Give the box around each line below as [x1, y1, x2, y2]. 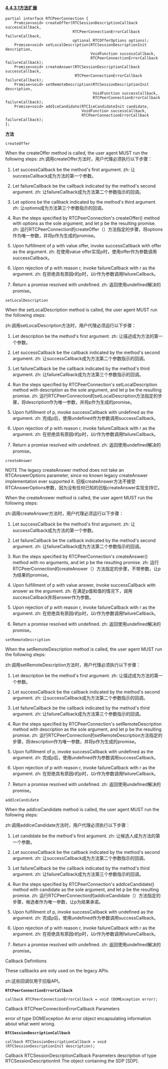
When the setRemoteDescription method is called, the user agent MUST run [5, 646, 162, 652]
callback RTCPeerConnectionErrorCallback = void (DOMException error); [5, 997, 158, 1002]
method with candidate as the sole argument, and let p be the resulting [12, 886, 159, 893]
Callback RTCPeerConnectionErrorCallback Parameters [5, 1006, 120, 1012]
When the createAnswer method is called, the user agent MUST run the [5, 495, 153, 501]
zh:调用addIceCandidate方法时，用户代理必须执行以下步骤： [5, 822, 130, 828]
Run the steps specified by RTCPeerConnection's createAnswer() [12, 554, 148, 560]
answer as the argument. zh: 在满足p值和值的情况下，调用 [12, 588, 133, 594]
